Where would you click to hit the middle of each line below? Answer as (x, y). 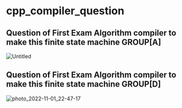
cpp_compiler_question (65, 11)
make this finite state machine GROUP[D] (84, 84)
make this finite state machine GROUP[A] (84, 42)
